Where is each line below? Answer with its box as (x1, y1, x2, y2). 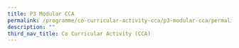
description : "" (7, 23, 55, 30)
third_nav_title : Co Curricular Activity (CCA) (7, 30, 152, 37)
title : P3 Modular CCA (7, 10, 75, 18)
